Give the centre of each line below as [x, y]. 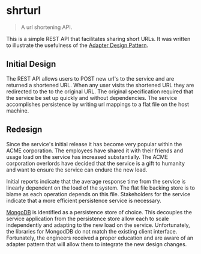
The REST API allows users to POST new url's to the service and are [90, 78]
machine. [18, 110]
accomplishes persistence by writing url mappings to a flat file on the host [98, 104]
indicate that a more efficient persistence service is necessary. [84, 200]
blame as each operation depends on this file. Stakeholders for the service [98, 194]
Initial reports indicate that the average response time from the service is [96, 181]
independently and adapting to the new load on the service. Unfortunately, [98, 225]
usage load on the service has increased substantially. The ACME [87, 156]
